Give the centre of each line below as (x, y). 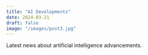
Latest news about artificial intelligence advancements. (74, 45)
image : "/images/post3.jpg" (41, 28)
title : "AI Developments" (38, 12)
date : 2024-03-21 (28, 17)
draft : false (22, 23)
